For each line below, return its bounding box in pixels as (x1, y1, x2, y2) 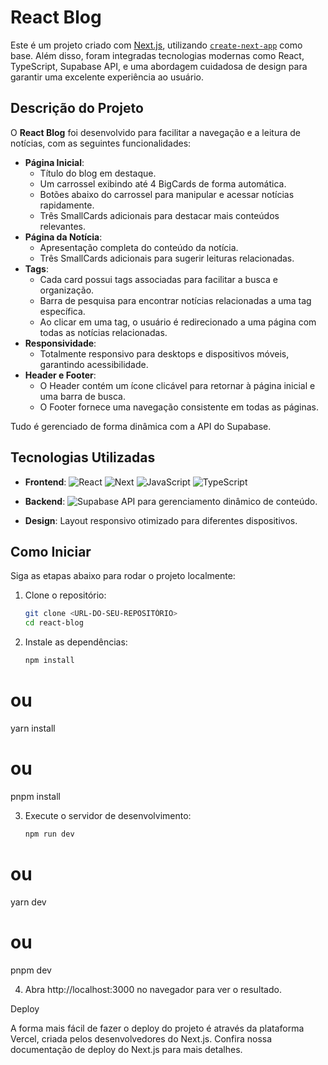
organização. (39, 284, 95, 296)
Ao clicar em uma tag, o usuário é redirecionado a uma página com (39, 316, 317, 328)
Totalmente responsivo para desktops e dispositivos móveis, (39, 347, 290, 360)
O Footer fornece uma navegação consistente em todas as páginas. (39, 401, 320, 413)
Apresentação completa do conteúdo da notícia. (39, 241, 239, 253)
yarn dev (10, 896, 47, 908)
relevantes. (39, 220, 87, 232)
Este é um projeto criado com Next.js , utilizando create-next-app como (10, 39, 303, 51)
